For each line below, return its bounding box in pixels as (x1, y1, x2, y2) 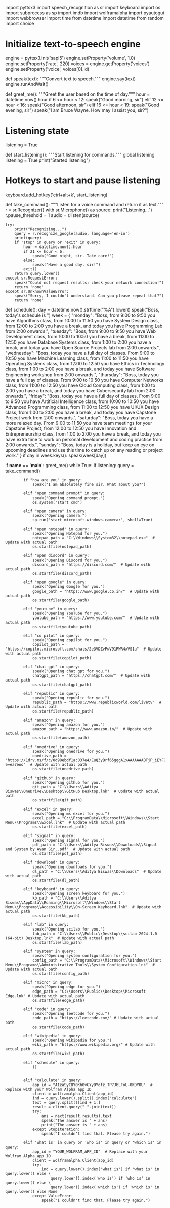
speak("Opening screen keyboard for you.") (32, 891, 125, 896)
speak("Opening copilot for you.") (32, 637, 108, 642)
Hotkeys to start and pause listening (5, 175, 161, 187)
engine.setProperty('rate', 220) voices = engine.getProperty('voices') (5, 60, 150, 67)
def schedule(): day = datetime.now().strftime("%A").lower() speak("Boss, (5, 306, 160, 313)
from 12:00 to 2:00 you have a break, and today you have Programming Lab (5, 323, 163, 329)
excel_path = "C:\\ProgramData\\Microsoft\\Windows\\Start (32, 815, 159, 820)
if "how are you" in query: (23, 477, 82, 482)
